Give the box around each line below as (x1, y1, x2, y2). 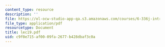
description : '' (5, 12, 38, 17)
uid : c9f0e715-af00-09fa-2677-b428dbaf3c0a (5, 35, 96, 40)
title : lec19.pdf (5, 30, 41, 35)
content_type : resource (5, 7, 54, 12)
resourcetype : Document (5, 25, 54, 30)
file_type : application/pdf (5, 21, 63, 26)
